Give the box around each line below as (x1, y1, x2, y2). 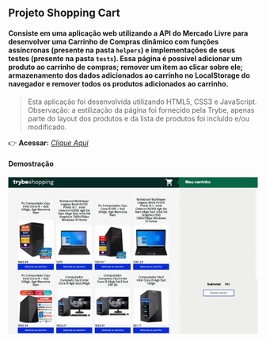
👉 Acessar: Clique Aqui (8, 138, 89, 148)
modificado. (27, 122, 67, 132)
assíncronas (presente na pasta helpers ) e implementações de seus (8, 45, 236, 55)
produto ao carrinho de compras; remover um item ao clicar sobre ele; (8, 62, 244, 71)
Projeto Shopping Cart (8, 6, 120, 20)
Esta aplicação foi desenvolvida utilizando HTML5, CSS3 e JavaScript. (27, 97, 257, 106)
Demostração (8, 159, 54, 169)
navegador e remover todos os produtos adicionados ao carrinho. (8, 79, 229, 88)
